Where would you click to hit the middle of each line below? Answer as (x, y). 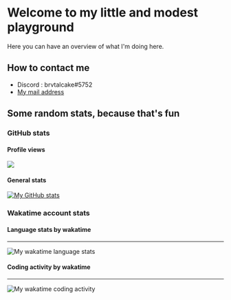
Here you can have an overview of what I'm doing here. (86, 46)
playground (41, 27)
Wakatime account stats (49, 213)
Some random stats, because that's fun (93, 114)
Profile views (26, 149)
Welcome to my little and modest (103, 13)
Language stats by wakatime (49, 229)
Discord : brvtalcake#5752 (55, 85)
